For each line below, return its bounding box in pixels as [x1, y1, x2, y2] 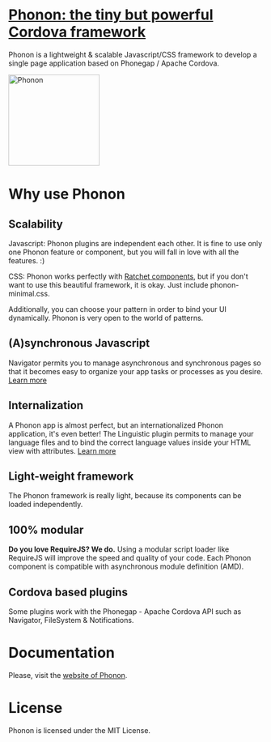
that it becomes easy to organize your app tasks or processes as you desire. [8, 366, 263, 376]
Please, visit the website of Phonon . [8, 670, 128, 680]
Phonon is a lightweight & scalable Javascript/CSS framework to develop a [8, 49, 257, 59]
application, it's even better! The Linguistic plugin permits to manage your [8, 429, 254, 438]
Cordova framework [8, 23, 146, 41]
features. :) [8, 255, 45, 265]
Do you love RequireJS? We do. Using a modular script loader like [8, 544, 230, 554]
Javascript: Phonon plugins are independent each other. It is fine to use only [8, 238, 263, 248]
